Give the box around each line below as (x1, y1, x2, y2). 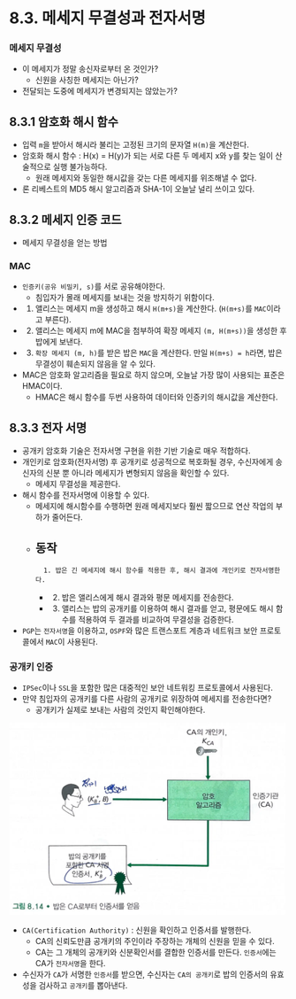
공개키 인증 (9, 661, 54, 673)
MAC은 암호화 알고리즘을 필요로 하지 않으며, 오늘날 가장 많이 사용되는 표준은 (21, 369, 285, 381)
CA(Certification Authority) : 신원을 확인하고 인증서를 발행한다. (21, 925, 252, 935)
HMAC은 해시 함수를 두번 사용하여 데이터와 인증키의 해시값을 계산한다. (34, 391, 278, 403)
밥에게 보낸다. (34, 337, 83, 347)
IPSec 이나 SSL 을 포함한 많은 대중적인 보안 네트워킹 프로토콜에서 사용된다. (21, 683, 274, 693)
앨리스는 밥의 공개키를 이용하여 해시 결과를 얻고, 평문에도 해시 (61, 603, 274, 614)
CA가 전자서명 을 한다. (34, 958, 106, 969)
